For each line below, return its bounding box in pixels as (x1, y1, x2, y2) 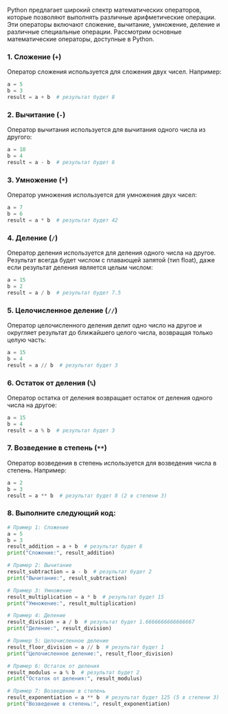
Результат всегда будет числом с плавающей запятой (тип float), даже (7, 256, 215, 264)
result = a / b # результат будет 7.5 (7, 289, 122, 296)
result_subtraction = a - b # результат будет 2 (7, 568, 152, 575)
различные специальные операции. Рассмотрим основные (7, 27, 182, 36)
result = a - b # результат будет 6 (7, 159, 115, 165)
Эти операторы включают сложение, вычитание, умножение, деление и (7, 21, 220, 28)
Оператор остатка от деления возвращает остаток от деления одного (7, 393, 213, 402)
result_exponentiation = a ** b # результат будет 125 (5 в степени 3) (7, 694, 220, 701)
